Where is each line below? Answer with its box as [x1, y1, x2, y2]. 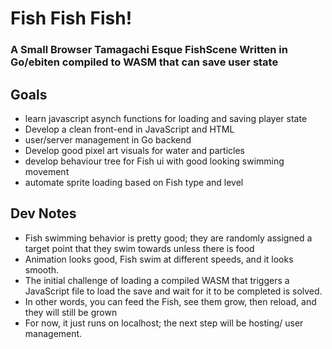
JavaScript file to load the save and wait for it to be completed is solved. [24, 285, 323, 297]
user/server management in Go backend [24, 133, 192, 146]
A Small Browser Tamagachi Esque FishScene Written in [10, 43, 288, 57]
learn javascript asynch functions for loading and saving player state [24, 112, 308, 124]
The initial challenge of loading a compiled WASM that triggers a [24, 274, 290, 286]
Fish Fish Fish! [10, 7, 133, 30]
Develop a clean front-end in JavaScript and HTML [24, 123, 235, 135]
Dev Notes [10, 205, 77, 222]
